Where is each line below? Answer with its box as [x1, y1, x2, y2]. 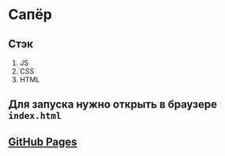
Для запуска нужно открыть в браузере [8, 97, 218, 112]
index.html [8, 110, 62, 122]
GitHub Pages [8, 135, 77, 148]
